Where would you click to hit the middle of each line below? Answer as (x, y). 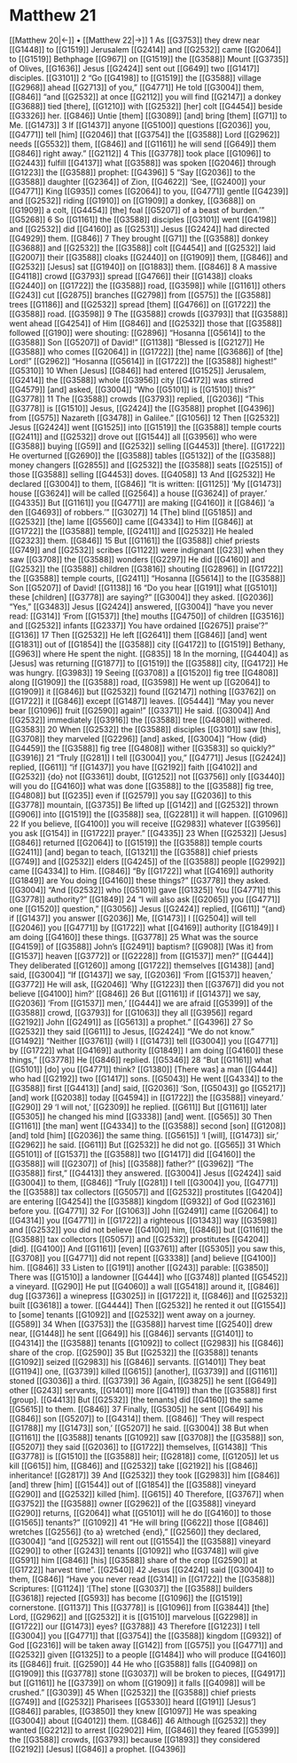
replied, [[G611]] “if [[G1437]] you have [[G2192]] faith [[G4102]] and (133, 767)
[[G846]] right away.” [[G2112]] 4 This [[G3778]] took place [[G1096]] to (140, 153)
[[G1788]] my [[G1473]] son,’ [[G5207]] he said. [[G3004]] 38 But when (139, 1428)
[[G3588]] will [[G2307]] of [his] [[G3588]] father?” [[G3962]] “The (132, 1163)
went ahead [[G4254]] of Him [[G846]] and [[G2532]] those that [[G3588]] (146, 323)
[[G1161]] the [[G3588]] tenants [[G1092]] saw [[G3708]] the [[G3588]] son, (147, 1437)
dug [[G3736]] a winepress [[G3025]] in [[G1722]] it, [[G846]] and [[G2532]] (148, 1296)
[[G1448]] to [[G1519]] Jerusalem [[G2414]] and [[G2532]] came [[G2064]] (145, 49)
